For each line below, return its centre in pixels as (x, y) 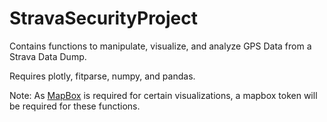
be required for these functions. (75, 106)
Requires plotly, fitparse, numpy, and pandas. (102, 76)
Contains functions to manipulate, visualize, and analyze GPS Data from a (160, 46)
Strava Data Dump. (48, 56)
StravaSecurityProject (104, 18)
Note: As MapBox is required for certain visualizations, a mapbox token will (163, 95)
